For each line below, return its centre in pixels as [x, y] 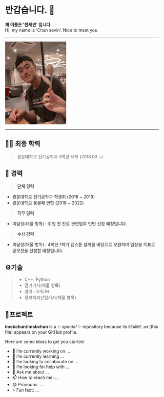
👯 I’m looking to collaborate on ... [45, 362]
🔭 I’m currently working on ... [41, 351]
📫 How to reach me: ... [35, 377]
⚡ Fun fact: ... [25, 390]
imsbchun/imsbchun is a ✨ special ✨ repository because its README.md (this [82, 327]
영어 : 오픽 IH [37, 292]
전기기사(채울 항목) [42, 285]
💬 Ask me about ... [31, 372]
